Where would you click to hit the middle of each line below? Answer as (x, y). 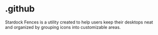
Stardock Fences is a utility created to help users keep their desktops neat (79, 22)
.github (20, 9)
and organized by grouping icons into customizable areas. (63, 27)
